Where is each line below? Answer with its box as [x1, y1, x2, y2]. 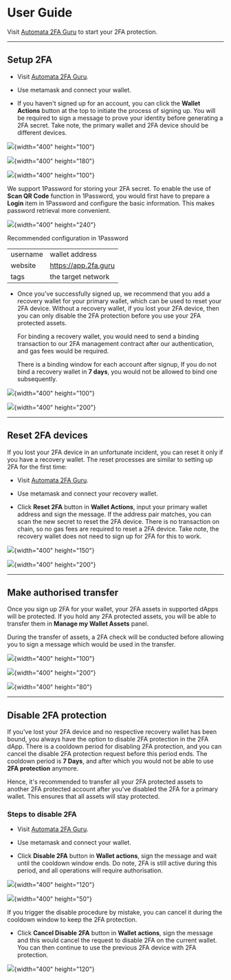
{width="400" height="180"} [14, 156, 95, 165]
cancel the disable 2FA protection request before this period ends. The [7, 750, 208, 758]
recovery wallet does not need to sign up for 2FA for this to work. [16, 532, 201, 540]
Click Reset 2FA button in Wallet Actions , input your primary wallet [16, 502, 208, 511]
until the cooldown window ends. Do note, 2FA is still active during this [16, 859, 217, 868]
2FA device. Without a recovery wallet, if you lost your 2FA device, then [16, 304, 220, 312]
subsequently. [16, 374, 58, 383]
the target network [49, 272, 110, 281]
